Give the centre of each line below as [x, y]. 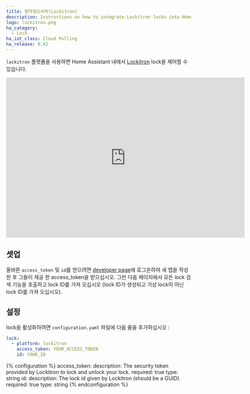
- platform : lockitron [39, 344]
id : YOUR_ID [31, 355]
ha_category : [22, 28]
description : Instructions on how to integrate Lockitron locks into [93, 17]
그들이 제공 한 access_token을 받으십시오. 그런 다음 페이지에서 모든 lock [102, 277]
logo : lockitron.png [31, 22]
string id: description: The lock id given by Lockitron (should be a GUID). [93, 378]
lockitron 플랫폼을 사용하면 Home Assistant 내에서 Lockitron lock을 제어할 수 [97, 62]
